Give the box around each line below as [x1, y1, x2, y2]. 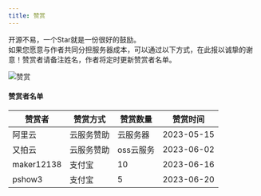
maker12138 [12, 158, 62, 170]
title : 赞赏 [8, 11, 45, 20]
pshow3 [12, 174, 43, 185]
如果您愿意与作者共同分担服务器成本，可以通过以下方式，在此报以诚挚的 [8, 45, 246, 54]
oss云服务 [117, 144, 156, 155]
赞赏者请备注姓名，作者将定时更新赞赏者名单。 [22, 54, 176, 64]
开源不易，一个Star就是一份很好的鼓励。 [8, 34, 141, 44]
